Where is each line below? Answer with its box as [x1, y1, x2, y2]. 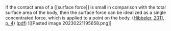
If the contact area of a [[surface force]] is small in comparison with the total [5, 4, 166, 10]
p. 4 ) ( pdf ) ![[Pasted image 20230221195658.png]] [5, 20, 112, 26]
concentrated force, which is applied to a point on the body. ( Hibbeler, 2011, [5, 15, 164, 20]
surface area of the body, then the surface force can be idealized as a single [5, 9, 166, 15]
